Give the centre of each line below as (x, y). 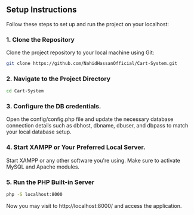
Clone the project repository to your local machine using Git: (80, 52)
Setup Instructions (41, 10)
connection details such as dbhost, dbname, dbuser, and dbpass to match (97, 126)
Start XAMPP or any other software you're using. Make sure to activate (93, 160)
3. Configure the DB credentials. (54, 107)
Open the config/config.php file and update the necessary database (90, 119)
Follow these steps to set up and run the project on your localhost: (87, 24)
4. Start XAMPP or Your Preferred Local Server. (76, 147)
